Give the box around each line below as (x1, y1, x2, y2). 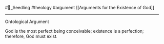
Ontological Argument (5, 19, 49, 24)
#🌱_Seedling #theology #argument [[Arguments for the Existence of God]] (5, 5, 155, 10)
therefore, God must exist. (5, 33, 58, 39)
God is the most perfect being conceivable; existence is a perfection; (5, 28, 144, 34)
